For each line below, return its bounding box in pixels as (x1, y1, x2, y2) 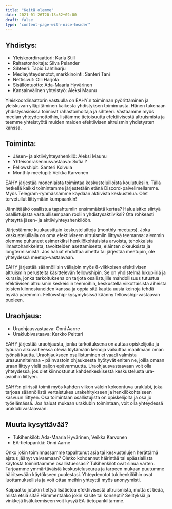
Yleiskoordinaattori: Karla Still (12, 54, 75, 61)
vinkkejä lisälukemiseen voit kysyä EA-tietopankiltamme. (5, 497, 125, 504)
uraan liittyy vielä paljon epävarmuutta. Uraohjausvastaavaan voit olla (5, 362, 152, 369)
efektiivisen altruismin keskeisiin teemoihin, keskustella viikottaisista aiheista (5, 280, 167, 286)
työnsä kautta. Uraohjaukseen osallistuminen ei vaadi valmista (5, 352, 137, 358)
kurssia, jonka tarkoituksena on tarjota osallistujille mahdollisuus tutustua (5, 275, 160, 281)
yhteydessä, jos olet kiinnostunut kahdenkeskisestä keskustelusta (5, 368, 145, 374)
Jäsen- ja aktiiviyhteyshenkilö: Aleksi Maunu (12, 153, 107, 159)
